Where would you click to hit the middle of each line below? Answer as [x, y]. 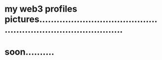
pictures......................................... [81, 19]
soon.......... [30, 52]
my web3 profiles [41, 9]
